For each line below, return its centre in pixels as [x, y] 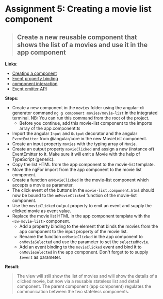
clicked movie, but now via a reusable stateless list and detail [78, 281]
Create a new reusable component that [77, 37]
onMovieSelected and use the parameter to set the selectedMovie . [84, 242]
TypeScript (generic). [33, 159]
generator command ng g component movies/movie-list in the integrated [85, 113]
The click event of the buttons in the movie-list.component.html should [83, 190]
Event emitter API [29, 89]
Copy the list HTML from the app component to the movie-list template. [83, 164]
